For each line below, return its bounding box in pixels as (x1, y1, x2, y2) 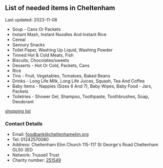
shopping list (5, 108, 31, 114)
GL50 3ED (12, 147, 33, 153)
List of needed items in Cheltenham (5, 4, 116, 12)
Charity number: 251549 (12, 157, 61, 163)
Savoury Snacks (12, 41, 45, 48)
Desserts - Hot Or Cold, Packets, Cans (12, 62, 90, 68)
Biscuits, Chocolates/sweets (12, 57, 69, 63)
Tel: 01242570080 (12, 136, 49, 143)
